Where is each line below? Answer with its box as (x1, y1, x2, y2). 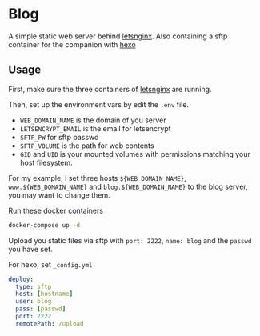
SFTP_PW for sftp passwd (19, 132, 99, 142)
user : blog (15, 298, 52, 306)
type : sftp (15, 282, 52, 290)
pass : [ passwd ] (15, 305, 66, 313)
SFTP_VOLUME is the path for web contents (19, 141, 154, 150)
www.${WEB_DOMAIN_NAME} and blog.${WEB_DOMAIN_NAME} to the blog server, (8, 182, 248, 191)
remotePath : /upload (15, 319, 84, 328)
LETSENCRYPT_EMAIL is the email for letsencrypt (19, 123, 171, 133)
